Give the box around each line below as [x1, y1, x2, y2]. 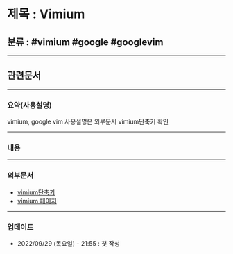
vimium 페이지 [17, 196, 57, 205]
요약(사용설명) [7, 100, 52, 110]
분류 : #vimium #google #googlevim [7, 36, 164, 48]
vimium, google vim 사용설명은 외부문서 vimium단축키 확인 [7, 117, 169, 126]
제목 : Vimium [7, 6, 85, 22]
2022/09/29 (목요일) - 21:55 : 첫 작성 [17, 239, 120, 247]
